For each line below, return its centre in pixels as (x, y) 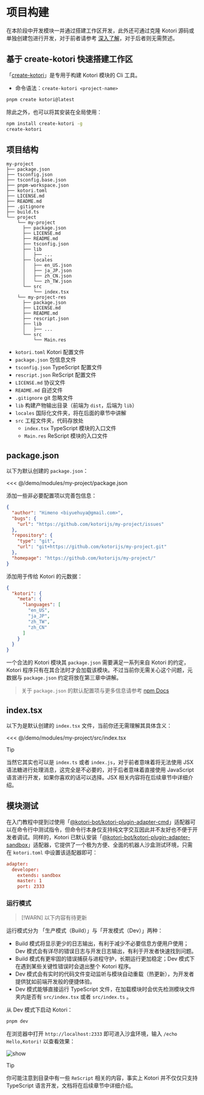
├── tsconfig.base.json (36, 180)
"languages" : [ (42, 605)
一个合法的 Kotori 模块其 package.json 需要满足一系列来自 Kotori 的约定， (98, 662)
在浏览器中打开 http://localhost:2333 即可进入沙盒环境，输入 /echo (92, 1034)
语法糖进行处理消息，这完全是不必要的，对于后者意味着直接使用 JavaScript (100, 770)
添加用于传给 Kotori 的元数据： (45, 576)
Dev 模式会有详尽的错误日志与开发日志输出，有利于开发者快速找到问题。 (106, 951)
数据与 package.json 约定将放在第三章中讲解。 (64, 678)
